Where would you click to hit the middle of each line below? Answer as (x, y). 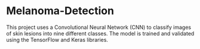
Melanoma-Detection (60, 11)
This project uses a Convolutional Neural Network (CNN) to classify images (99, 27)
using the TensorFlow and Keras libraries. (57, 40)
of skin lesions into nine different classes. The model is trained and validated (100, 33)
